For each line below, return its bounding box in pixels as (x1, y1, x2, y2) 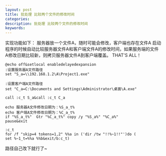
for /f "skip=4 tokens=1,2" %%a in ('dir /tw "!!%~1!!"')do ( (5, 132, 136, 137)
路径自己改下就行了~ (5, 146, 48, 152)
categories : (5, 16, 30, 21)
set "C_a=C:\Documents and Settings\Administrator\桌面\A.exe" (5, 87, 137, 92)
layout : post (5, 7, 32, 12)
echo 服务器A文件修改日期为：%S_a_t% (5, 105, 75, 110)
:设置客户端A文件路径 (5, 81, 43, 87)
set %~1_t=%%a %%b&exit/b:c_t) (5, 136, 70, 141)
